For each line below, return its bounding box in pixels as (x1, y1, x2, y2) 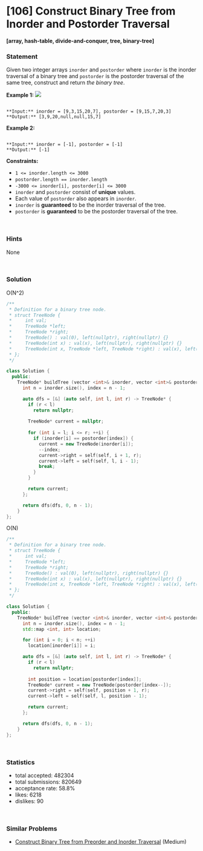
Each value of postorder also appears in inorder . (14, 195, 137, 202)
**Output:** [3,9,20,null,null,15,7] (6, 114, 101, 120)
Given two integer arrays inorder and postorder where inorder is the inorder (6, 66, 196, 73)
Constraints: (6, 158, 39, 165)
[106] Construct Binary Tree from (6, 4, 176, 18)
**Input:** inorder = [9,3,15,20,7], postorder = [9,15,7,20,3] (6, 108, 172, 115)
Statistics (6, 758, 35, 766)
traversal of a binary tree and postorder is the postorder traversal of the (6, 73, 184, 80)
